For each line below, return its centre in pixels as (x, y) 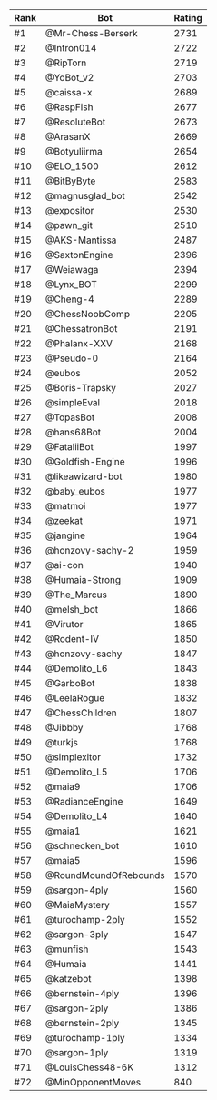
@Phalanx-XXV (79, 343)
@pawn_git (69, 225)
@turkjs (62, 742)
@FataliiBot (69, 447)
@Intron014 (71, 48)
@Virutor (64, 624)
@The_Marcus (76, 595)
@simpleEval (73, 402)
